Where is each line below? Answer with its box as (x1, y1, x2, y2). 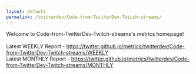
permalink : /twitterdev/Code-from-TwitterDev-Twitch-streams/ (6, 14, 162, 20)
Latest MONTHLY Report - (6, 55, 70, 62)
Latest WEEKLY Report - (6, 42, 65, 50)
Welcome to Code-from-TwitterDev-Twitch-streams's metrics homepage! (6, 30, 184, 37)
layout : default (6, 8, 46, 15)
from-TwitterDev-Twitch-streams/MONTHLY (6, 61, 114, 68)
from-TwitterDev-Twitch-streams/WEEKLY (6, 49, 109, 56)
